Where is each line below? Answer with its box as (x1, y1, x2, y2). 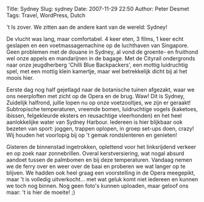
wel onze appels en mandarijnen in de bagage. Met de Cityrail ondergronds (6, 55, 195, 62)
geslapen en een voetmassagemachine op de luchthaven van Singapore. (6, 42, 189, 49)
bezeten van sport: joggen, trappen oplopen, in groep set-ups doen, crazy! (6, 125, 194, 132)
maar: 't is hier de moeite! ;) (6, 189, 76, 196)
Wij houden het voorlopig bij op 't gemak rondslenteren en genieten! (6, 131, 178, 139)
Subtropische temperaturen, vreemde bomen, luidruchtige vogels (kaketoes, (6, 106, 198, 112)
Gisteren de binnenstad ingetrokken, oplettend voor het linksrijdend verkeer (6, 143, 197, 150)
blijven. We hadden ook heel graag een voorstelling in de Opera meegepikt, (6, 169, 195, 176)
